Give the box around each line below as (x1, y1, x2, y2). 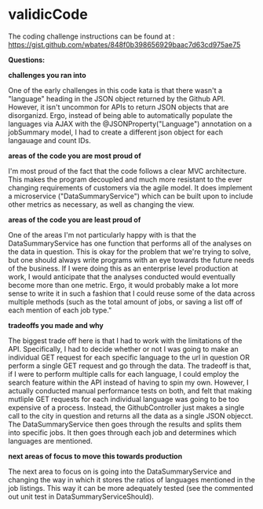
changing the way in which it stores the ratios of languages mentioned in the (8, 474, 255, 485)
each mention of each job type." (8, 305, 112, 315)
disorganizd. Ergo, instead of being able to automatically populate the (8, 110, 233, 120)
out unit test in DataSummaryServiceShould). (8, 492, 155, 501)
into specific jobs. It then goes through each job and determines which (8, 427, 237, 437)
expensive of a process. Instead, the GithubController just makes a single (8, 403, 245, 412)
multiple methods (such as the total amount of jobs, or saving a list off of (8, 297, 243, 306)
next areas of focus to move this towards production (8, 451, 183, 461)
